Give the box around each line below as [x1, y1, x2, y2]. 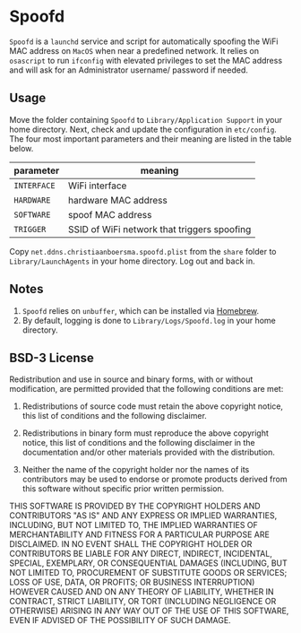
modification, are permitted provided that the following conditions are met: [9, 384, 284, 395]
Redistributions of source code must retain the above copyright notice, [21, 401, 284, 412]
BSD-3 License [9, 350, 94, 365]
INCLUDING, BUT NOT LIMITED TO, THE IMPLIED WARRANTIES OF [9, 520, 258, 531]
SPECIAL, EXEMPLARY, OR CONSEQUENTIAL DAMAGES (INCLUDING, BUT [9, 558, 288, 568]
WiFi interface [68, 179, 127, 192]
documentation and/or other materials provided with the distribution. [21, 447, 275, 458]
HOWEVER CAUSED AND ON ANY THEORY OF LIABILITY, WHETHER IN [9, 586, 275, 597]
